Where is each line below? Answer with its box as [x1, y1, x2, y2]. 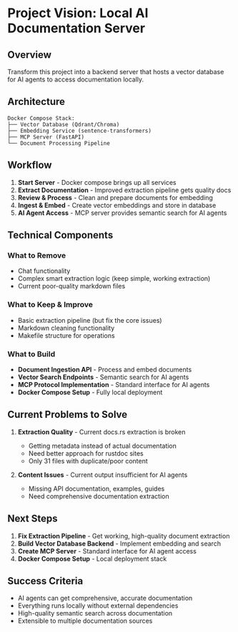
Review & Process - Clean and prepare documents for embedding [17, 193, 213, 201]
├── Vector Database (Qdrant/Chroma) [7, 121, 120, 128]
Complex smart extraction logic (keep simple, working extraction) [17, 274, 211, 283]
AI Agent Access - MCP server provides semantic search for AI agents [17, 209, 227, 217]
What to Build [7, 348, 56, 358]
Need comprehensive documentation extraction [28, 491, 169, 501]
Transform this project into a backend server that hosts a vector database [7, 68, 224, 76]
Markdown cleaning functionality [17, 323, 115, 332]
